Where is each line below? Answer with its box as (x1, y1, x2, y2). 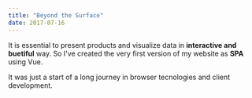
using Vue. (8, 56, 43, 67)
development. (8, 80, 53, 90)
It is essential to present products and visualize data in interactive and (8, 40, 237, 49)
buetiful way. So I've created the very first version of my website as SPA (8, 49, 244, 58)
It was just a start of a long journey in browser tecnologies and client (8, 72, 231, 82)
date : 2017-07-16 (8, 19, 65, 27)
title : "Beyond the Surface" (8, 11, 104, 20)
